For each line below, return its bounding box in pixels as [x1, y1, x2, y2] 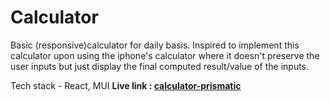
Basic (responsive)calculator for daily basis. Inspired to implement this [10, 39, 300, 51]
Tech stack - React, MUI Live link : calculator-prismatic [10, 79, 242, 91]
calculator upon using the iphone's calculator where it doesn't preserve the [10, 49, 320, 61]
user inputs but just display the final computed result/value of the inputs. [10, 60, 310, 72]
